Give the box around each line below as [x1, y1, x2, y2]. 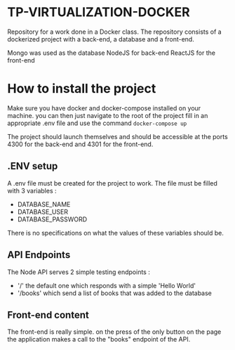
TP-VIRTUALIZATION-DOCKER [7, 4, 191, 20]
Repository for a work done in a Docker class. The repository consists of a [7, 27, 222, 36]
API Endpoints [7, 249, 71, 261]
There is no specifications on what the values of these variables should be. [7, 228, 224, 237]
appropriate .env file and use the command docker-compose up [7, 119, 187, 127]
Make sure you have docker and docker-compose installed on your [7, 103, 201, 112]
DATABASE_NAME [17, 200, 71, 208]
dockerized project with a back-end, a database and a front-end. [7, 34, 194, 43]
